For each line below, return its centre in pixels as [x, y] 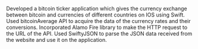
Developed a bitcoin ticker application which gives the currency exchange [97, 9]
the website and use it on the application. [56, 40]
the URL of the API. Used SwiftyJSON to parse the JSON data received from [99, 34]
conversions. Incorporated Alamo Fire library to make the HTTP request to [97, 27]
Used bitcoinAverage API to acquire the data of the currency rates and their [99, 21]
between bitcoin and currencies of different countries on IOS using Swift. [96, 15]
